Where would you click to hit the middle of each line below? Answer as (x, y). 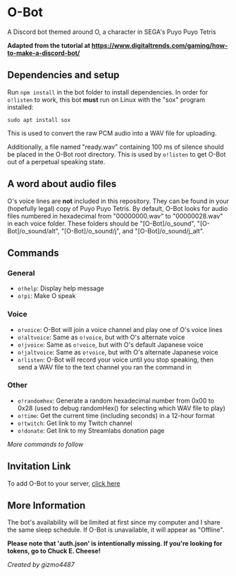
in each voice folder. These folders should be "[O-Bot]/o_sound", (101, 223)
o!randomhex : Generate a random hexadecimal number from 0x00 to (116, 400)
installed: (20, 107)
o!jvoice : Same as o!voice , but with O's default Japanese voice (110, 344)
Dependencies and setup (63, 75)
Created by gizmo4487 (41, 565)
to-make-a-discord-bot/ (44, 53)
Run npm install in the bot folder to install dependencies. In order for (108, 92)
